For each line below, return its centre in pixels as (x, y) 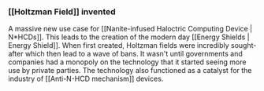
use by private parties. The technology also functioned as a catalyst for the (130, 71)
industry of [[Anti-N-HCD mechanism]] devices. (86, 79)
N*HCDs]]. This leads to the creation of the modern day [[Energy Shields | (129, 37)
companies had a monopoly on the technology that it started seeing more (127, 62)
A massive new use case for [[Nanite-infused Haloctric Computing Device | (130, 29)
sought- (244, 45)
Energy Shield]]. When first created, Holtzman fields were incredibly (119, 45)
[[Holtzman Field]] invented (62, 12)
